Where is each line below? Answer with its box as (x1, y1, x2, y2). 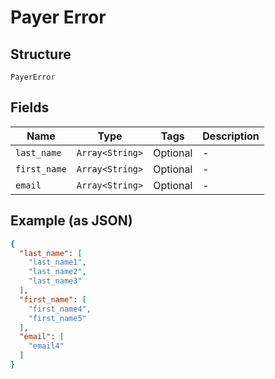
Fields (10, 99, 50, 116)
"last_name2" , (28, 267, 87, 277)
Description (202, 129, 260, 143)
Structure (10, 46, 72, 63)
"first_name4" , (28, 304, 92, 314)
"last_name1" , (28, 257, 87, 268)
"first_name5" (28, 313, 87, 323)
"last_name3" (28, 276, 83, 286)
